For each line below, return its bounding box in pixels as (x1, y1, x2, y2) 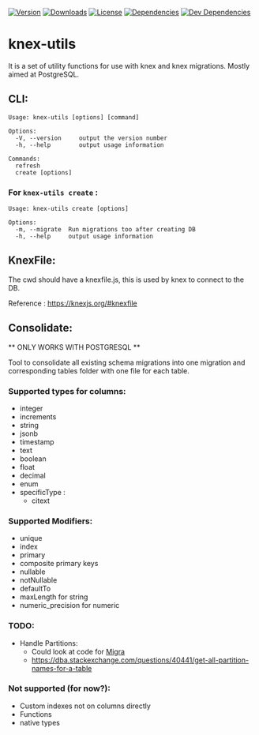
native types (19, 718, 61, 727)
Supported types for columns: (8, 385, 126, 396)
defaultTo (19, 584, 51, 594)
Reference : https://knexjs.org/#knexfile (8, 298, 138, 308)
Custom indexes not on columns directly (19, 701, 152, 711)
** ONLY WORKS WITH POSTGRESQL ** (8, 342, 141, 351)
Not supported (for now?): (8, 683, 111, 694)
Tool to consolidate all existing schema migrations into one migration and (8, 358, 246, 367)
